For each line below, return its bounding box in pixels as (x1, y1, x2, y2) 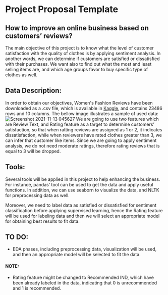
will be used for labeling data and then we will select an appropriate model (5, 213, 160, 219)
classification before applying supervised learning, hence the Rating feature (5, 207, 163, 213)
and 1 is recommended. (12, 285, 62, 291)
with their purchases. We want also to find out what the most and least (5, 61, 152, 67)
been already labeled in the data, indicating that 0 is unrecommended (12, 279, 157, 286)
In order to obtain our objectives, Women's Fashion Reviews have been (5, 100, 153, 106)
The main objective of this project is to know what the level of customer (5, 45, 154, 51)
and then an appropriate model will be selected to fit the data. (12, 252, 141, 258)
